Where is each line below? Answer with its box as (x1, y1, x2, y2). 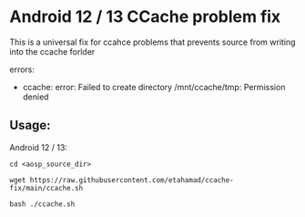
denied (22, 91, 49, 102)
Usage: (9, 118, 52, 133)
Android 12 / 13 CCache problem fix (9, 6, 281, 27)
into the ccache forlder (9, 46, 96, 57)
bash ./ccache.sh (9, 199, 76, 209)
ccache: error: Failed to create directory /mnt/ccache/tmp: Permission (22, 81, 286, 92)
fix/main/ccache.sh (9, 183, 84, 192)
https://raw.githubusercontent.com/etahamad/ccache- (29, 175, 234, 184)
